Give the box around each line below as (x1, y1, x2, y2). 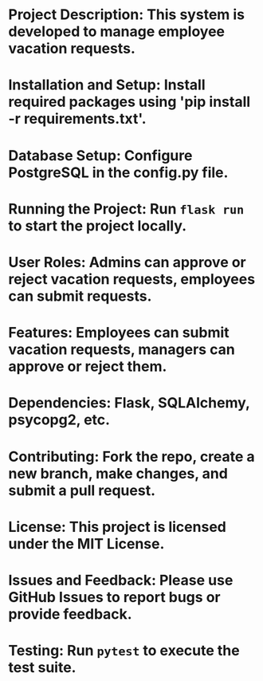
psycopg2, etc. (8, 411, 110, 429)
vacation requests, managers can (8, 340, 235, 359)
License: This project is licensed (8, 518, 227, 536)
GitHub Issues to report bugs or (8, 588, 221, 606)
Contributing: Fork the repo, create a (8, 447, 255, 466)
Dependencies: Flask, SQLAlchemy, (8, 394, 250, 412)
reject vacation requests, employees (8, 270, 256, 288)
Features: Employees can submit (8, 324, 230, 342)
